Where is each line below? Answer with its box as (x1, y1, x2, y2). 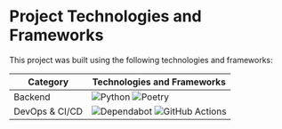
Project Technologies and (9, 6, 202, 27)
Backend (13, 91, 51, 103)
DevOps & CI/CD (13, 105, 83, 117)
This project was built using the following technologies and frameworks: (9, 54, 273, 65)
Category (28, 76, 69, 88)
